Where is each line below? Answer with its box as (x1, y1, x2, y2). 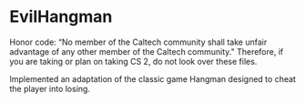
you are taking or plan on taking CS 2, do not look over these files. (9, 56, 258, 67)
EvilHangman (9, 6, 113, 27)
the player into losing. (9, 83, 91, 94)
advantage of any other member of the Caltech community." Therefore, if (9, 46, 284, 57)
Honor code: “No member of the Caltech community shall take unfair (9, 36, 268, 47)
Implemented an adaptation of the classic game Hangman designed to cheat (9, 73, 296, 84)
